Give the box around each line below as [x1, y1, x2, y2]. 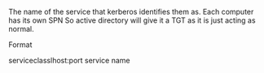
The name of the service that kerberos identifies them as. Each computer [8, 7, 254, 16]
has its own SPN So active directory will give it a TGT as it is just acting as [8, 15, 256, 25]
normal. [8, 24, 34, 33]
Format [8, 40, 33, 49]
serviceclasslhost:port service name [8, 56, 130, 65]
